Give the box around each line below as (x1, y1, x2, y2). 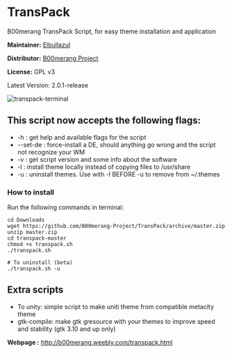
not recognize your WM (17, 147, 85, 156)
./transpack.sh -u (7, 265, 60, 272)
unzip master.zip (7, 229, 58, 236)
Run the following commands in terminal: (7, 203, 124, 212)
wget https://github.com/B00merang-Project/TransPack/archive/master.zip (7, 223, 226, 230)
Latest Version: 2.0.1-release (7, 81, 89, 89)
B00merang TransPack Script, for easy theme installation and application (7, 27, 217, 35)
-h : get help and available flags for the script (17, 133, 147, 141)
